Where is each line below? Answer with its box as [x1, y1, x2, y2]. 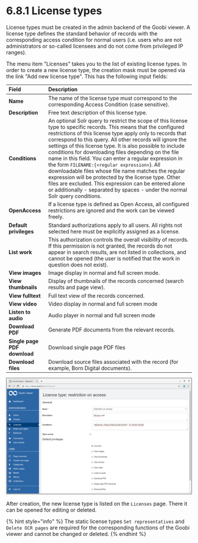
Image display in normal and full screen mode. [48, 269, 160, 277]
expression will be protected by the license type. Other [48, 174, 181, 181]
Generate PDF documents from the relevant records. [48, 326, 176, 333]
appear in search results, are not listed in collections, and [48, 248, 187, 255]
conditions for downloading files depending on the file [48, 149, 179, 156]
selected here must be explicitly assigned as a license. [48, 227, 180, 235]
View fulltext [8, 292, 41, 299]
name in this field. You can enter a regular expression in [48, 155, 183, 162]
